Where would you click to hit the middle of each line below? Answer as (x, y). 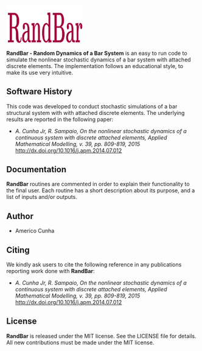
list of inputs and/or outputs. (42, 197)
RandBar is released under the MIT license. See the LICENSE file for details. (101, 336)
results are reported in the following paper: (60, 119)
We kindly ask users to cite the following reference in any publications (94, 265)
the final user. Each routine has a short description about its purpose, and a (101, 190)
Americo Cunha (35, 231)
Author (20, 216)
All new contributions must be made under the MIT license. (80, 342)
